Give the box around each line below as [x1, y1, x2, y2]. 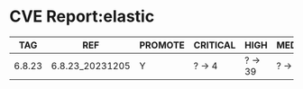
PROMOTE [139, 39, 185, 51]
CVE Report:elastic [9, 6, 155, 27]
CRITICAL [193, 39, 236, 51]
